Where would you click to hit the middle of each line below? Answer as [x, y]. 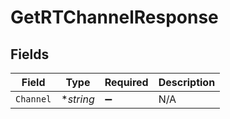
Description [187, 82]
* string [78, 99]
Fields [30, 54]
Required [126, 82]
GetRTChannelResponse [114, 17]
